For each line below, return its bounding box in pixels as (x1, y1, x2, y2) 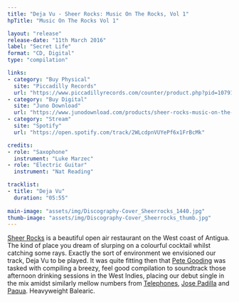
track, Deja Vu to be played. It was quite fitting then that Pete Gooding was (7, 256, 226, 265)
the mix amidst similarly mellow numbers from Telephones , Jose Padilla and (7, 279, 230, 288)
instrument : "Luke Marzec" (14, 155, 94, 162)
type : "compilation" (7, 56, 69, 64)
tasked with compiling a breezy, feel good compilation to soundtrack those (7, 264, 226, 273)
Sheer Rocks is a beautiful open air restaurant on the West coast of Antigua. (7, 234, 230, 242)
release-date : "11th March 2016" (7, 36, 107, 43)
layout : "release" (7, 30, 62, 37)
